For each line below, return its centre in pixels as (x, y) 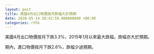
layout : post (18, 9)
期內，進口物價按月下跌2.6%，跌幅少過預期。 (50, 47)
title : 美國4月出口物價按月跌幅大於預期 (41, 14)
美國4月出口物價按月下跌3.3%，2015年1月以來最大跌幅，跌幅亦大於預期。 (78, 37)
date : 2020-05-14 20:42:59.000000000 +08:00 (50, 18)
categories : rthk (22, 23)
